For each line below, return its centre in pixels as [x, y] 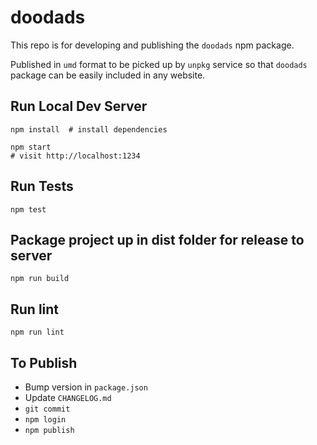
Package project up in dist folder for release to [157, 239]
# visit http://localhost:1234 [75, 156]
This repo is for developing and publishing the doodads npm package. [152, 45]
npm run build [40, 279]
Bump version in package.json [86, 387]
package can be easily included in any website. [108, 75]
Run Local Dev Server [79, 106]
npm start [31, 147]
